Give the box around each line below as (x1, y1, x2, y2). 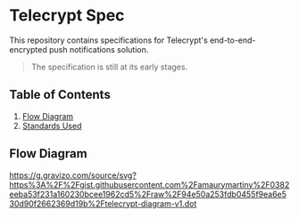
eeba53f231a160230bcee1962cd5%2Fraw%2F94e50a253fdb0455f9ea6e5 (9, 189, 287, 199)
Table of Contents (9, 87, 112, 102)
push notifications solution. (48, 44, 149, 54)
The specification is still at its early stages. (30, 61, 188, 72)
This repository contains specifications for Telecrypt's (9, 35, 208, 45)
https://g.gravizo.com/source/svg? (9, 170, 137, 181)
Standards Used (21, 120, 82, 131)
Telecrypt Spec (9, 5, 125, 26)
